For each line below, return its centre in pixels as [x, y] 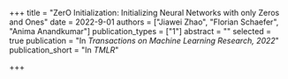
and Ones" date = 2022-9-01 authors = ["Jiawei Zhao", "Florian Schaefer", [144, 22]
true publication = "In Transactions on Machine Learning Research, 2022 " [144, 40]
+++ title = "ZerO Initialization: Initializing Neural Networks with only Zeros [144, 13]
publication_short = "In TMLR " [64, 50]
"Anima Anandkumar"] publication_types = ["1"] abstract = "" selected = [140, 31]
